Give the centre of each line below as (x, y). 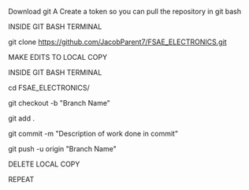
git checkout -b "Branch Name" (59, 103)
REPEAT (21, 179)
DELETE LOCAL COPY (44, 164)
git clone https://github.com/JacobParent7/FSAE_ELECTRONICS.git (117, 42)
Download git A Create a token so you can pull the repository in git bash (125, 11)
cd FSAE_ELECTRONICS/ (49, 88)
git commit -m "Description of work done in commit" (93, 134)
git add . (22, 118)
